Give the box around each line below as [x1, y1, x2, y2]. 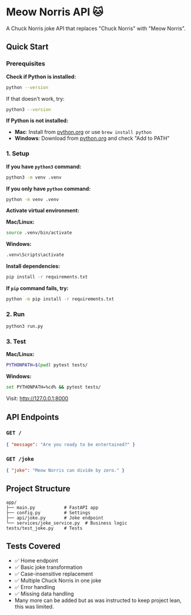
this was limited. [14, 603, 54, 610]
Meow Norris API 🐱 [6, 5, 104, 19]
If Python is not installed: [6, 117, 69, 124]
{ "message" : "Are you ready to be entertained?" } [6, 442, 135, 448]
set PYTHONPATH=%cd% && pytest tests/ [6, 384, 101, 390]
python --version [6, 84, 49, 90]
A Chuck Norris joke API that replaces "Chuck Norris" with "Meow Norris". [6, 25, 186, 32]
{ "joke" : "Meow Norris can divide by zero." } [6, 468, 125, 473]
